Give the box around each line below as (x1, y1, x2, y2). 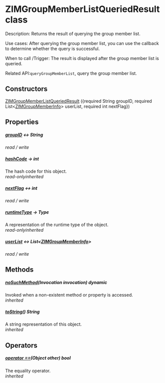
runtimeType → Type (5, 209, 49, 215)
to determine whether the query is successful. (5, 45, 100, 51)
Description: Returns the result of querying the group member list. (5, 30, 141, 36)
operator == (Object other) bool (5, 355, 71, 361)
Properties (5, 118, 39, 126)
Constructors (5, 85, 48, 93)
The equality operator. (5, 368, 51, 374)
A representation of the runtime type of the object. (5, 222, 109, 228)
